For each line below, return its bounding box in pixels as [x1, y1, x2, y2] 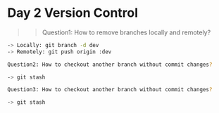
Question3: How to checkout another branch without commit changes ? [7, 86, 213, 93]
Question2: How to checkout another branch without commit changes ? [7, 61, 213, 68]
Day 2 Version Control [7, 5, 139, 21]
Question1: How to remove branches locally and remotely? [42, 28, 211, 36]
